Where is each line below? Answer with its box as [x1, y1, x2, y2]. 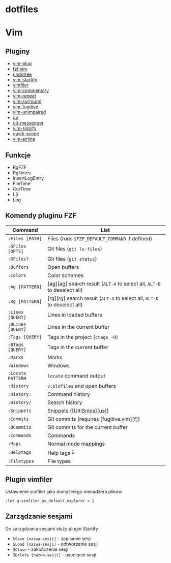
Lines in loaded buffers [47, 311, 103, 318]
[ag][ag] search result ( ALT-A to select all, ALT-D [47, 280, 161, 287]
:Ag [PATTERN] [8, 284, 42, 290]
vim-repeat [12, 93, 37, 99]
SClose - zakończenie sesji [12, 546, 69, 552]
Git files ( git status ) [47, 255, 97, 262]
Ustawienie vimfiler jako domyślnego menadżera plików [5, 488, 122, 494]
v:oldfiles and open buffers [47, 382, 116, 389]
